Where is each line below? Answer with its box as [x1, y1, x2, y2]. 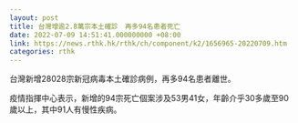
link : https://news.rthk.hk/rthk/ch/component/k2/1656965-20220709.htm [9, 38, 287, 48]
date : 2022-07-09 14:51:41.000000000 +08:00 [9, 30, 181, 39]
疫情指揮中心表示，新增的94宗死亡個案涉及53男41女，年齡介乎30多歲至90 [9, 93, 290, 104]
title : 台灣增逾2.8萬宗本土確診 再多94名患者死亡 [9, 22, 180, 31]
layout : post [9, 13, 59, 23]
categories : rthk [9, 47, 76, 56]
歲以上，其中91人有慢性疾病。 [9, 104, 122, 115]
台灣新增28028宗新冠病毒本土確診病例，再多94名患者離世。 [9, 74, 236, 85]
